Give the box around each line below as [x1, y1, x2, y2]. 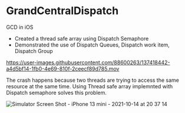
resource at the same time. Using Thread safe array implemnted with [6, 82, 173, 89]
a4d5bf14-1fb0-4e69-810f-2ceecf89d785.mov [6, 65, 120, 72]
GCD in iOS [6, 24, 34, 31]
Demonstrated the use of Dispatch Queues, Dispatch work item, [14, 41, 170, 48]
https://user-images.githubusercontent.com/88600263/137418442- [6, 59, 170, 66]
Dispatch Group [14, 47, 53, 54]
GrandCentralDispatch [6, 4, 119, 18]
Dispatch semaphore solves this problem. [6, 89, 107, 96]
